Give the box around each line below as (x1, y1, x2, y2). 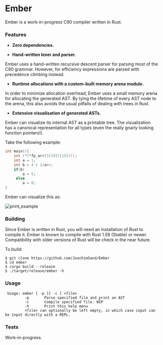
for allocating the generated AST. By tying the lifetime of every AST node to (5, 96, 157, 101)
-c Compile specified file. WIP (24, 299, 104, 305)
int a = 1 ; (14, 158, 36, 163)
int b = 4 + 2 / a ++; (14, 162, 54, 167)
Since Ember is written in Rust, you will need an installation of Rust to (5, 227, 144, 232)
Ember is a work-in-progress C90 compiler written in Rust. (5, 19, 122, 25)
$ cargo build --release (5, 264, 55, 269)
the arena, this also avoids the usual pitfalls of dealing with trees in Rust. (5, 101, 150, 107)
